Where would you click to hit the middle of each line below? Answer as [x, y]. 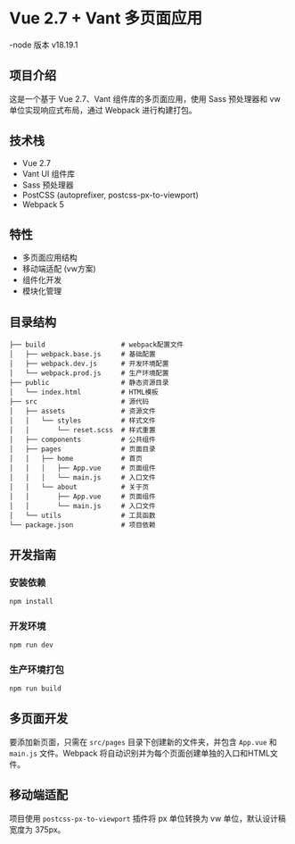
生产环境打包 [37, 669]
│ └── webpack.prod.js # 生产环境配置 [89, 373]
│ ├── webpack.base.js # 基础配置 [82, 355]
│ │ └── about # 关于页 [79, 488]
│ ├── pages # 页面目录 [82, 449]
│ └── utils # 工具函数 [82, 516]
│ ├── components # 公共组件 [82, 440]
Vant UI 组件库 [49, 173]
